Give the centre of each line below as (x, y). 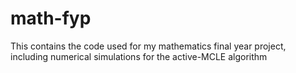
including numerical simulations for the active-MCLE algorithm (139, 56)
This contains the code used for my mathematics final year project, (148, 46)
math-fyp (51, 18)
